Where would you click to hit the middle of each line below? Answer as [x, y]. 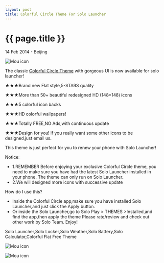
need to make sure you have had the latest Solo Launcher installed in [82, 172]
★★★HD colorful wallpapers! [35, 114]
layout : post [18, 10]
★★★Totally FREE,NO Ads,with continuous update [57, 123]
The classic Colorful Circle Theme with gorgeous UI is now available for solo [82, 71]
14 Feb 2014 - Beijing [26, 52]
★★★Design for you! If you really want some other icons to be [69, 133]
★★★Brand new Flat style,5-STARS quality [49, 86]
